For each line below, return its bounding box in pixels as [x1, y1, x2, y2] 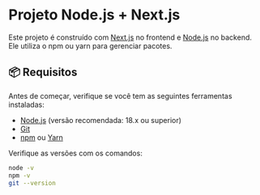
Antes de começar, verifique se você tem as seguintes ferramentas [8, 91, 232, 100]
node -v [8, 163, 35, 172]
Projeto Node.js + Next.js [8, 6, 181, 24]
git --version [8, 179, 57, 187]
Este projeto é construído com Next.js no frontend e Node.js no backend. [8, 32, 253, 42]
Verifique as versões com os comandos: [8, 148, 143, 158]
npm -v [8, 172, 31, 180]
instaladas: [8, 100, 45, 109]
